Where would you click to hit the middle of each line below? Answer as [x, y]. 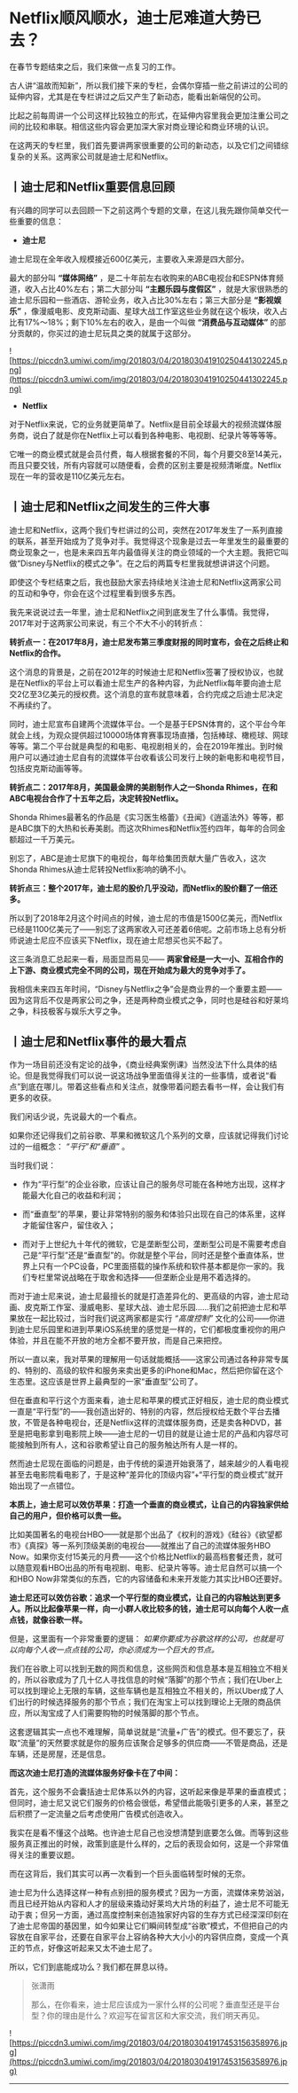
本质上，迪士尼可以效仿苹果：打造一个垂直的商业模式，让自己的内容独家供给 [149, 1505]
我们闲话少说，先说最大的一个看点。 [75, 1117]
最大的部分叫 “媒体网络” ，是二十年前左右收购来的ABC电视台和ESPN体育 [143, 278]
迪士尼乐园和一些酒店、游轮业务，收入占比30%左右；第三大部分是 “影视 [141, 300]
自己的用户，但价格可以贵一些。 [67, 1516]
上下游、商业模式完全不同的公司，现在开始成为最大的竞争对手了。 [129, 970]
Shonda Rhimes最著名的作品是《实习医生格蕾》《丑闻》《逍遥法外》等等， [143, 817]
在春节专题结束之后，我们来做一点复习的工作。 [94, 67]
